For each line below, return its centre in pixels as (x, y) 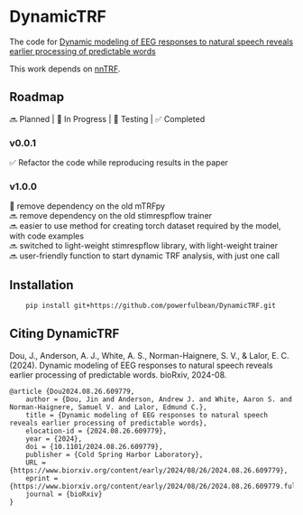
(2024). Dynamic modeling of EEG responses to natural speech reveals (141, 365)
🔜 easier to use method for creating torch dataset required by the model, (145, 226)
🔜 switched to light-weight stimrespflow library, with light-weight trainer (143, 246)
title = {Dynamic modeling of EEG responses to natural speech (147, 415)
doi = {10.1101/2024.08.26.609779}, (95, 446)
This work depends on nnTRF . (65, 69)
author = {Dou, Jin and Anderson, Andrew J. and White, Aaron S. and (159, 399)
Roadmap (37, 97)
